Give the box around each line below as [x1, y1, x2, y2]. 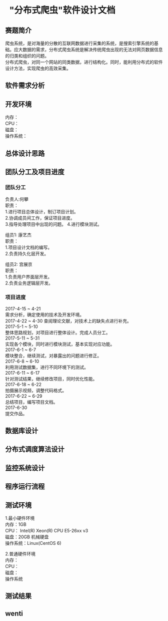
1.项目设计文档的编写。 [5, 244, 52, 250]
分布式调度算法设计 [5, 445, 64, 454]
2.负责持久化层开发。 [5, 251, 49, 257]
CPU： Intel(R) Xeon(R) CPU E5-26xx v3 [5, 527, 88, 533]
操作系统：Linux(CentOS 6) [5, 540, 61, 546]
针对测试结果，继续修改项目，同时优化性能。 [5, 376, 97, 382]
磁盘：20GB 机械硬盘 [5, 534, 49, 540]
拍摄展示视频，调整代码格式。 [5, 387, 66, 393]
